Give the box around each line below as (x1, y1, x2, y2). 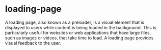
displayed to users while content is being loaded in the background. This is (5, 24, 157, 30)
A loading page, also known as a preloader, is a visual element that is (5, 19, 145, 25)
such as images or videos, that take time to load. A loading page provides (5, 35, 154, 41)
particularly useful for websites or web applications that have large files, (5, 30, 151, 35)
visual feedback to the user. (5, 40, 61, 46)
